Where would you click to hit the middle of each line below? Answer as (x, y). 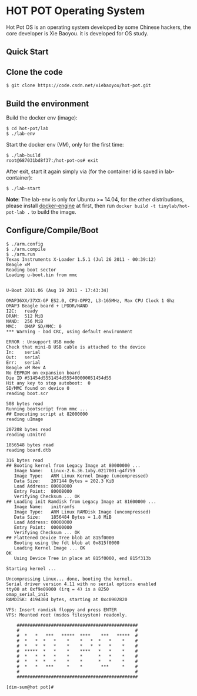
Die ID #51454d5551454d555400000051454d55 (59, 378)
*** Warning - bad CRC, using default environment (69, 332)
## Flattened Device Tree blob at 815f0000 (60, 538)
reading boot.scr (27, 393)
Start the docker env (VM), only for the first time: (65, 144)
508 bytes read (25, 404)
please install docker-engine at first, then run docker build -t (81, 206)
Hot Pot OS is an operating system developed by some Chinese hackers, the (98, 27)
